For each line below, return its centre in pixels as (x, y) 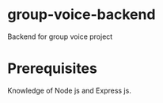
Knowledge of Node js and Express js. (69, 90)
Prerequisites (53, 69)
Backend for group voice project (60, 36)
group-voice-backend (81, 15)
